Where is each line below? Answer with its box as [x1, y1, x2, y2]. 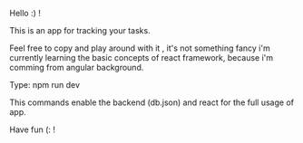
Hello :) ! [9, 8, 41, 18]
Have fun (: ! [9, 124, 56, 135]
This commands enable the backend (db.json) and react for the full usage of [9, 97, 295, 108]
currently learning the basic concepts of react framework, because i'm [9, 52, 274, 62]
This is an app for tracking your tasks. [9, 25, 151, 35]
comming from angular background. [9, 62, 144, 72]
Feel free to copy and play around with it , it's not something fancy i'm [9, 43, 270, 53]
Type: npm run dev [9, 80, 80, 90]
